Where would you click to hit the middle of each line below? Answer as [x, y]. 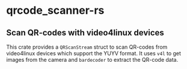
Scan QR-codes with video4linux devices [85, 33]
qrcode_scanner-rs [55, 10]
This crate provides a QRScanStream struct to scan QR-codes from [87, 47]
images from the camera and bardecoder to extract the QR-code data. [92, 60]
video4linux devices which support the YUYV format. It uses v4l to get [94, 53]
